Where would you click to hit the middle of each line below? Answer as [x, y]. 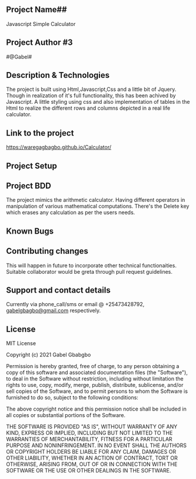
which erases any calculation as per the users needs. [71, 212]
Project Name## [36, 10]
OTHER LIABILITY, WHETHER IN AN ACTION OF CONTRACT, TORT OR [92, 458]
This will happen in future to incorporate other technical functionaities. [91, 265]
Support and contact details [58, 291]
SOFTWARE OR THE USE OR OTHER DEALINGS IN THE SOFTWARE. [89, 471]
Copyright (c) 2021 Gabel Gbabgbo [49, 355]
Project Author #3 [39, 43]
